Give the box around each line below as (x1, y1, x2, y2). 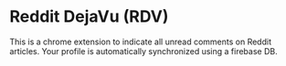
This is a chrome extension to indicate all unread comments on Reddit (9, 36, 272, 47)
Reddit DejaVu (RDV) (9, 6, 169, 27)
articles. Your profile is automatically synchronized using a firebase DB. (9, 45, 278, 56)
